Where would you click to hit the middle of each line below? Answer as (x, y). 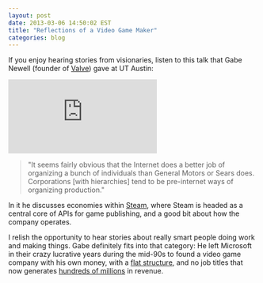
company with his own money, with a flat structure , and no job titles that (126, 262)
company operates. (40, 222)
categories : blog (37, 38)
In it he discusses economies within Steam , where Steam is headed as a (126, 206)
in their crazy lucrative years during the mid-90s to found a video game (125, 255)
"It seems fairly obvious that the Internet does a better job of (126, 165)
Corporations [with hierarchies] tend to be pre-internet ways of (130, 182)
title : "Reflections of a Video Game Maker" (83, 30)
